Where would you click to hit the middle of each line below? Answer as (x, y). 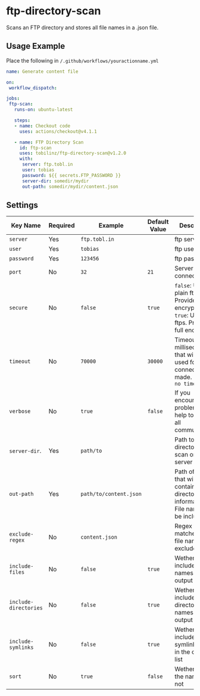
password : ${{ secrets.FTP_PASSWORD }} (71, 175)
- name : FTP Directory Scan (49, 142)
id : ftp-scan (35, 148)
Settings (22, 205)
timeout (20, 361)
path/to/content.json (111, 494)
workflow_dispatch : (33, 88)
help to (184, 415)
